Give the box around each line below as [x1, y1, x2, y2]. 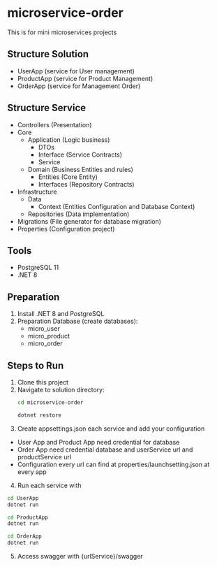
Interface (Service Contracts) [38, 150, 123, 159]
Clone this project [17, 378, 68, 386]
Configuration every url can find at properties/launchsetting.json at [17, 460, 210, 468]
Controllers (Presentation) [17, 120, 92, 129]
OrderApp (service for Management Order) [17, 82, 141, 90]
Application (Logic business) [27, 135, 110, 144]
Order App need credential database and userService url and [17, 445, 193, 454]
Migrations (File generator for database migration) [17, 217, 162, 225]
